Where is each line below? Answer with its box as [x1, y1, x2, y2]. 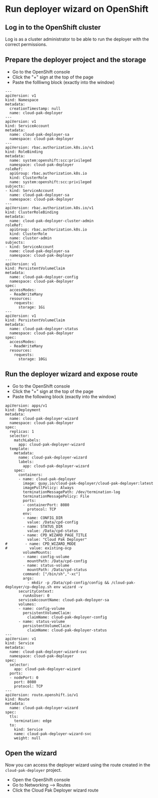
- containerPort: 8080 [23, 502, 70, 507]
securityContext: [18, 589, 54, 594]
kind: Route [5, 697, 30, 702]
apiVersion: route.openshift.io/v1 [5, 692, 79, 697]
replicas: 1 [9, 429, 35, 434]
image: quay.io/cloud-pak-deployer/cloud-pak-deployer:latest [23, 481, 154, 486]
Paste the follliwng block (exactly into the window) [12, 79, 115, 85]
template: [9, 446, 30, 451]
